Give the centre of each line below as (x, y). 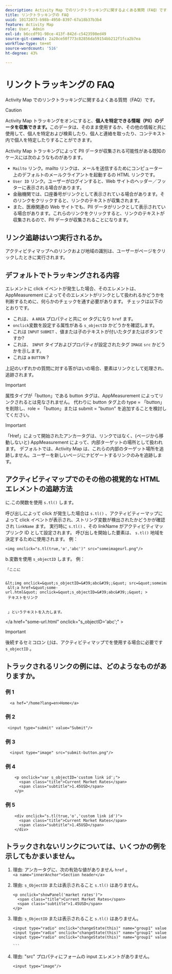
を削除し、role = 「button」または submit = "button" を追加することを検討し (86, 409)
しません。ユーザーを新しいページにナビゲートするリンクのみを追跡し (83, 455)
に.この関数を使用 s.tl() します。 (41, 502)
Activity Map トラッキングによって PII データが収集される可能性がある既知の (86, 151)
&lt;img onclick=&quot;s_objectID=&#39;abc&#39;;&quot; (66, 583)
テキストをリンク (23, 597)
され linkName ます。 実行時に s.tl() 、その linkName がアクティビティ (80, 526)
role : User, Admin (25, 29)
